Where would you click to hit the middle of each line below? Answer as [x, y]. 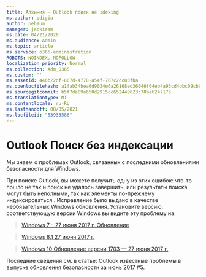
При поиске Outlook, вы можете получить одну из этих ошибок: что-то [99, 181]
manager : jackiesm [30, 29]
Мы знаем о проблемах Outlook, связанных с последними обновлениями [103, 162]
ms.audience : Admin [31, 41]
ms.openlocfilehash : [33, 87]
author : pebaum [26, 23]
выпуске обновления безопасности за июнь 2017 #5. [76, 267]
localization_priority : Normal [46, 63]
